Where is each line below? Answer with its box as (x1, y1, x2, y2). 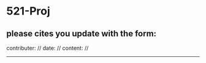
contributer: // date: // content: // (6, 44, 89, 51)
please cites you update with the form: (6, 28, 157, 39)
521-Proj (6, 4, 50, 18)
